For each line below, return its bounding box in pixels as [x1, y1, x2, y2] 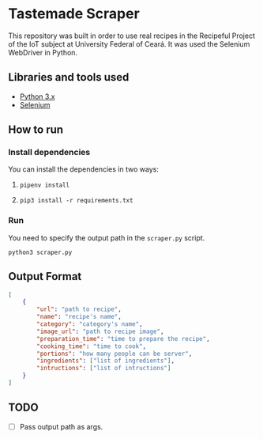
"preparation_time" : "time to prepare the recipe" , [36, 335, 211, 342]
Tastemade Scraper [8, 5, 140, 23]
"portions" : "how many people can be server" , [36, 350, 193, 358]
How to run [8, 123, 64, 137]
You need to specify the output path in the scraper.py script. [8, 233, 205, 242]
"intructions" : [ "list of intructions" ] [36, 365, 171, 373]
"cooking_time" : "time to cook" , [36, 342, 147, 350]
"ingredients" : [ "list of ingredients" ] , [36, 357, 175, 365]
